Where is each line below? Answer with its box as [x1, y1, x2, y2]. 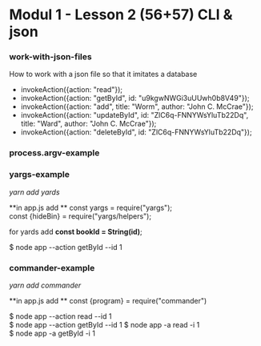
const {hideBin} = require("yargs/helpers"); [9, 211, 151, 221]
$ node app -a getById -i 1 [9, 328, 95, 338]
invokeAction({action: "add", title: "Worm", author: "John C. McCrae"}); [20, 102, 254, 111]
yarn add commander [9, 280, 82, 290]
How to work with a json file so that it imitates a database [9, 70, 198, 79]
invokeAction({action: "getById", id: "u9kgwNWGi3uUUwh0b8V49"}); [20, 94, 250, 103]
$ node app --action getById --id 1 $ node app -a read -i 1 [9, 320, 200, 329]
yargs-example [9, 169, 70, 180]
